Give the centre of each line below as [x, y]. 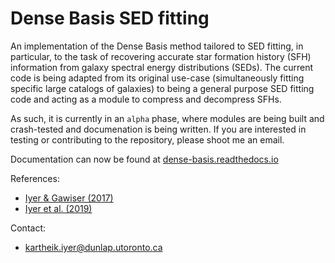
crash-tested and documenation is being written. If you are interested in [158, 129]
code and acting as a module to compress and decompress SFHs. [146, 99]
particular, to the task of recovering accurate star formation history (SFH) [161, 56]
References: [35, 178]
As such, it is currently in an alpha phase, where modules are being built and [167, 118]
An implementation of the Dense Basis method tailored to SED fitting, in [157, 46]
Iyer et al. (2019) [58, 208]
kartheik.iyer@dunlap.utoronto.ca [93, 247]
